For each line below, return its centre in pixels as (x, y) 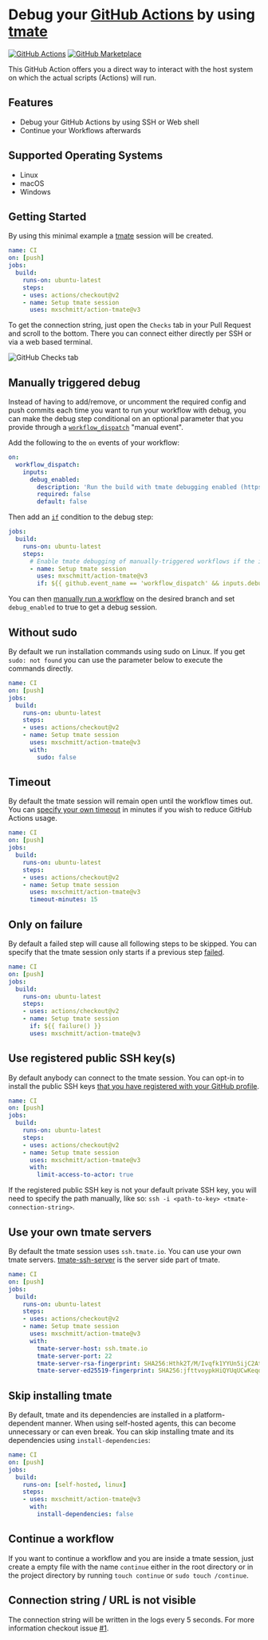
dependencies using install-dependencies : (79, 1441)
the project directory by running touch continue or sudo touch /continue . (128, 1575)
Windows (35, 191)
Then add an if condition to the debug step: (81, 517)
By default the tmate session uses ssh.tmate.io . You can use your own (125, 1251)
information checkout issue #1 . (59, 1628)
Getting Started (47, 217)
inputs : (35, 472)
